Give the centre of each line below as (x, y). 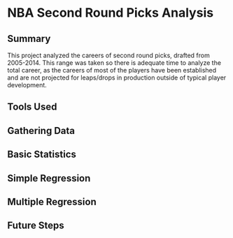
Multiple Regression (52, 201)
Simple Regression (49, 178)
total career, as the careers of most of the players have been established (112, 70)
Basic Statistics (42, 155)
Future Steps (36, 226)
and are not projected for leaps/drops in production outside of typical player (117, 77)
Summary (29, 39)
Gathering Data (41, 131)
